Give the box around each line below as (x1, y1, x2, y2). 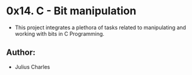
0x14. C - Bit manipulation (6, 4, 137, 18)
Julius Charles (14, 63, 51, 70)
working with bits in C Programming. (14, 30, 104, 37)
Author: (6, 48, 36, 58)
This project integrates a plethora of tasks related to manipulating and (14, 24, 187, 31)
